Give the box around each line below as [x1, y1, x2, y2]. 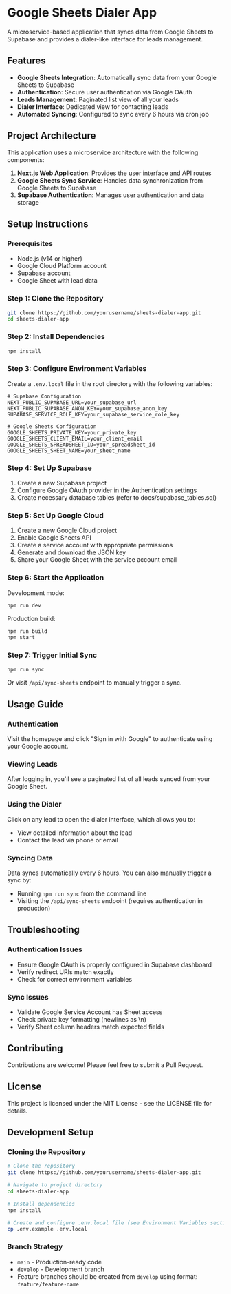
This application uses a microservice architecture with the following [7, 148, 199, 156]
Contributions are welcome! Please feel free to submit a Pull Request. [7, 1060, 203, 1069]
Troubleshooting [7, 924, 80, 936]
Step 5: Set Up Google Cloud [7, 510, 104, 520]
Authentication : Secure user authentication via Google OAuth [16, 88, 192, 96]
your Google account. [7, 742, 69, 751]
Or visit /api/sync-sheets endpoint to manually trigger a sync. [7, 678, 182, 687]
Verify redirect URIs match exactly [16, 967, 115, 976]
